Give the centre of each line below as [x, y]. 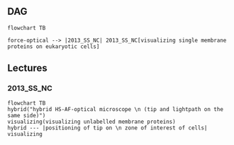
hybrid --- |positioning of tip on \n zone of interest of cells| [107, 128]
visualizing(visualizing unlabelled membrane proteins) [91, 122]
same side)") [27, 115]
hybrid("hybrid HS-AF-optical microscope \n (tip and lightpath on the [115, 109]
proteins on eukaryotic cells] [54, 46]
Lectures [27, 68]
